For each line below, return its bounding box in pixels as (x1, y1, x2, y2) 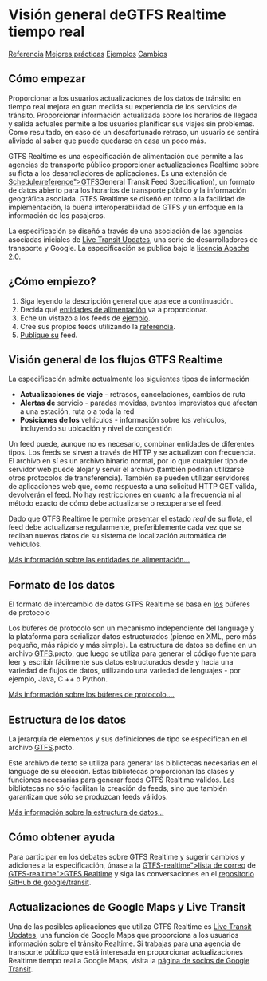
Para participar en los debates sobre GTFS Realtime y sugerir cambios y (8, 852, 245, 861)
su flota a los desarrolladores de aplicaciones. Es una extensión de (8, 168, 228, 177)
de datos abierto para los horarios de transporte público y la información (8, 185, 247, 195)
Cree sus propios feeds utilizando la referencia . (19, 321, 175, 331)
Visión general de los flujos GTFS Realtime (8, 353, 223, 367)
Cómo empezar (8, 72, 86, 85)
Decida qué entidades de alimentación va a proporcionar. (19, 304, 208, 314)
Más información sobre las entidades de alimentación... (8, 555, 190, 565)
